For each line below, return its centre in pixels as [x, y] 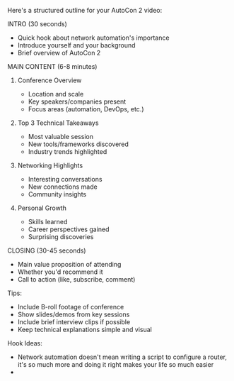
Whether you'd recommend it [60, 272]
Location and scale [56, 94]
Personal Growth [42, 208]
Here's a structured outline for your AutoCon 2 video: [85, 10]
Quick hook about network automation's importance [93, 38]
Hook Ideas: [25, 343]
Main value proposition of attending [69, 264]
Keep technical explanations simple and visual [84, 330]
